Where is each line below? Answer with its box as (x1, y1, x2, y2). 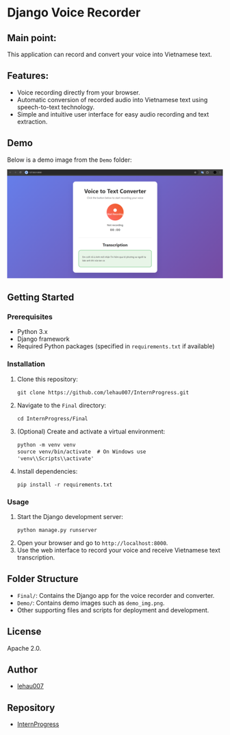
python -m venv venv (16, 441, 76, 448)
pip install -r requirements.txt (16, 481, 113, 488)
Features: (7, 70, 49, 82)
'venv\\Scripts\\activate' (16, 455, 94, 462)
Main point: (7, 32, 57, 44)
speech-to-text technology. (16, 103, 95, 111)
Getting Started (7, 291, 75, 303)
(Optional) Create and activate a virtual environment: (16, 427, 166, 435)
